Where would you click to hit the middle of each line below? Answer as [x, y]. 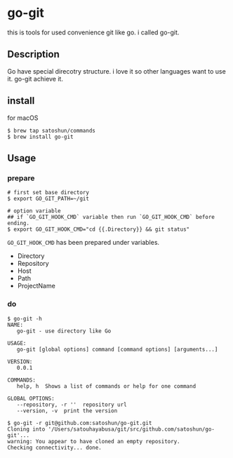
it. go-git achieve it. [35, 79]
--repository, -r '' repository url [72, 405]
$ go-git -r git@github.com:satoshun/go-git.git [80, 423]
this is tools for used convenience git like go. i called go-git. [93, 32]
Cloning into [26, 429]
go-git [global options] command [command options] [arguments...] [117, 349]
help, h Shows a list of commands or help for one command [106, 386]
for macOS [23, 118]
